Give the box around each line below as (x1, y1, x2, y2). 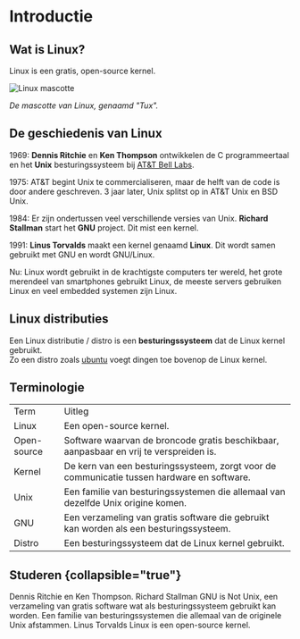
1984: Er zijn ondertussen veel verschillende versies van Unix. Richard (9, 213, 269, 223)
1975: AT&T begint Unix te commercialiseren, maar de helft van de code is (9, 176, 280, 187)
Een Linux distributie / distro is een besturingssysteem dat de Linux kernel (9, 335, 286, 346)
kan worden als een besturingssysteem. (63, 523, 231, 535)
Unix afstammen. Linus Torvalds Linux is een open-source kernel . (9, 619, 251, 631)
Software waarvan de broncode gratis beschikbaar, (63, 434, 279, 447)
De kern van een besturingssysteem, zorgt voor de (63, 460, 277, 473)
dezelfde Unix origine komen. (63, 497, 187, 509)
